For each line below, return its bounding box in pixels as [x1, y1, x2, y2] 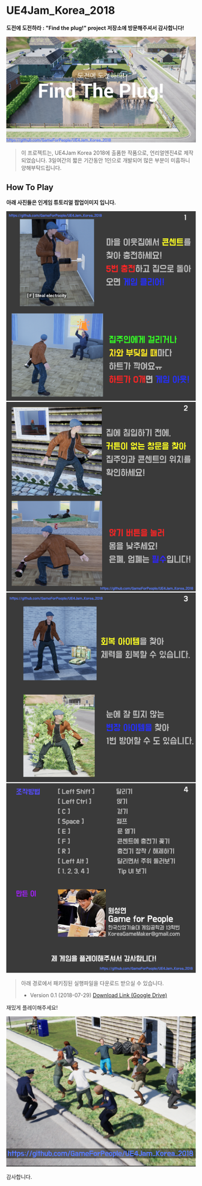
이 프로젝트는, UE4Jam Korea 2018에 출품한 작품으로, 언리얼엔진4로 [20, 149, 183, 156]
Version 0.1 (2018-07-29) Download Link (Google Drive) [29, 992, 167, 999]
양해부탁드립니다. [20, 164, 62, 171]
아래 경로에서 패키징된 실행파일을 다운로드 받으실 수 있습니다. [20, 980, 164, 987]
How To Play [6, 182, 54, 193]
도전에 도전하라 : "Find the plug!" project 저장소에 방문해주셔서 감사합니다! [6, 24, 185, 31]
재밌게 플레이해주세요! [6, 1004, 58, 1011]
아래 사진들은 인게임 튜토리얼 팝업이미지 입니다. [6, 199, 116, 206]
